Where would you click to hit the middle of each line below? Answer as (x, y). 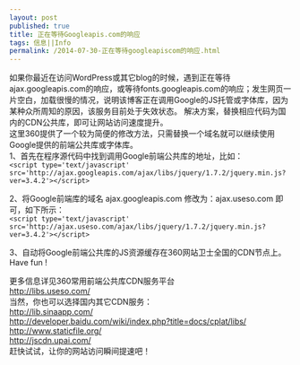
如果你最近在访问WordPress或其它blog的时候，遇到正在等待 (120, 78)
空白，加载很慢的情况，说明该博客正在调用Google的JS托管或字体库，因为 (153, 100)
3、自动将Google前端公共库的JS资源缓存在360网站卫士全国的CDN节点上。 (148, 253)
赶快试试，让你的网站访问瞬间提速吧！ (80, 352)
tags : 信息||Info (40, 43)
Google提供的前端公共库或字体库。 (74, 145)
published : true (39, 26)
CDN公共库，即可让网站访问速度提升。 (96, 123)
